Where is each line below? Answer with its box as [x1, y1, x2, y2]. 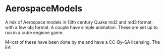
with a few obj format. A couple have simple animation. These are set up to [5, 24, 158, 30]
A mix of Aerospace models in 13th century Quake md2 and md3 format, [5, 19, 153, 25]
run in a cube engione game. [5, 29, 64, 35]
